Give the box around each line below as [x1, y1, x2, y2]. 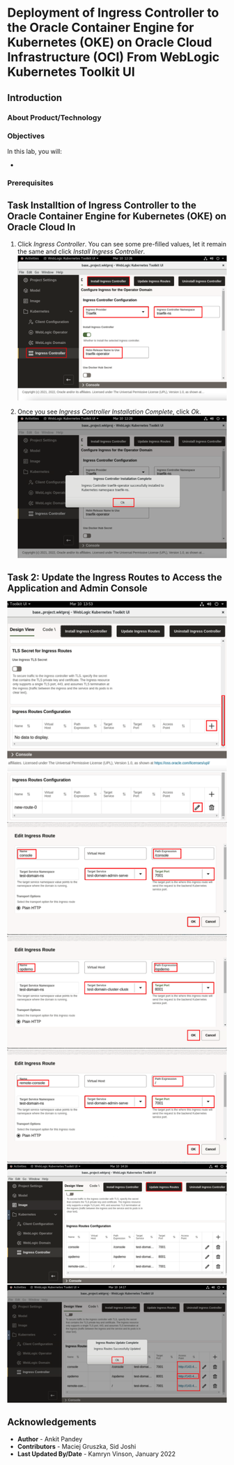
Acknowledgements [7, 1416, 97, 1428]
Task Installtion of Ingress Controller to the [7, 200, 196, 212]
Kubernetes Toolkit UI [7, 64, 136, 80]
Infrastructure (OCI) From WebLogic [7, 49, 220, 65]
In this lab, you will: [7, 147, 63, 155]
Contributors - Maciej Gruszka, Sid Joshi [17, 1442, 136, 1450]
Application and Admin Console [7, 583, 148, 595]
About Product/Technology [7, 113, 102, 123]
